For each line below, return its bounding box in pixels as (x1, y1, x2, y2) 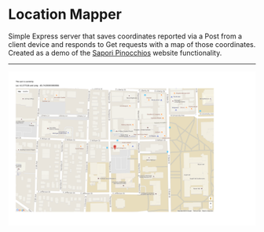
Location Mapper (8, 5, 122, 24)
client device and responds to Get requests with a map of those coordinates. (8, 39, 256, 49)
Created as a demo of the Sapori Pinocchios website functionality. (8, 48, 222, 57)
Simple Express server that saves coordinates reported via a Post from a (8, 31, 242, 41)
